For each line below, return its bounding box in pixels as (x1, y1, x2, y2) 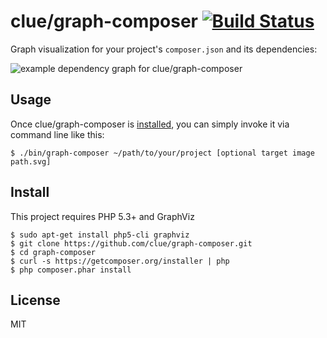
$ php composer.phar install (10, 265, 132, 275)
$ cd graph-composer (10, 247, 97, 257)
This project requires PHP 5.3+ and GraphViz (10, 210, 195, 222)
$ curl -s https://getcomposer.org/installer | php (10, 256, 230, 266)
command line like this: (10, 128, 105, 140)
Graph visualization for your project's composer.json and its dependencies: (10, 43, 318, 55)
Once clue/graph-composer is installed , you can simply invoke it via (10, 118, 290, 130)
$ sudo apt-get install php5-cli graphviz (10, 230, 190, 240)
